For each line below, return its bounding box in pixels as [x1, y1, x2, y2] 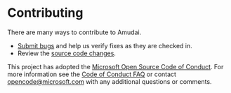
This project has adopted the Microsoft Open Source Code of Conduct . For [7, 62, 224, 71]
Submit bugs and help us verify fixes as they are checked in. [17, 41, 193, 50]
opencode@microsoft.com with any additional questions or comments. [7, 77, 212, 85]
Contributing [7, 5, 84, 21]
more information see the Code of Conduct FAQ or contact [7, 70, 177, 78]
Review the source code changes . [17, 49, 116, 57]
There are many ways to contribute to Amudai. [7, 28, 142, 36]
